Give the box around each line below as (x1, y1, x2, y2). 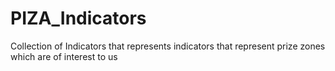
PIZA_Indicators (10, 7, 147, 30)
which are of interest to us (10, 50, 118, 62)
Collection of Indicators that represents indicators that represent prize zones (10, 40, 326, 52)
